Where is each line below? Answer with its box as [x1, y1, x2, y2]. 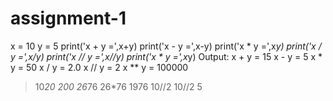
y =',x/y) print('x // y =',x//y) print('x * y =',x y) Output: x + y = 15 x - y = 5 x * [10, 50, 323, 62]
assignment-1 [10, 7, 127, 30]
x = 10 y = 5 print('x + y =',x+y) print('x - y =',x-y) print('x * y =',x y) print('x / [10, 40, 322, 52]
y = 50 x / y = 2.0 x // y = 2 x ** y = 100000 [10, 61, 189, 73]
